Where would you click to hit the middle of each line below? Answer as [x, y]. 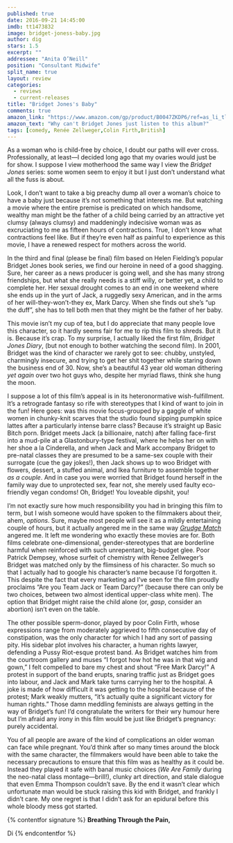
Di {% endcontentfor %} [42, 833]
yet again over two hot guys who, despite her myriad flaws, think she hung [114, 375]
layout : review [29, 78]
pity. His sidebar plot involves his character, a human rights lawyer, [103, 645]
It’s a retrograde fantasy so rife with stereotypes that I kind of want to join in [115, 404]
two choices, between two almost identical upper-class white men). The [110, 594]
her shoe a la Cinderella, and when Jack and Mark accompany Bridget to [111, 448]
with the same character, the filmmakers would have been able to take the [113, 755]
